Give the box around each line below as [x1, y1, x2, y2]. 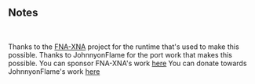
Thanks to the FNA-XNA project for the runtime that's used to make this [8, 42, 239, 51]
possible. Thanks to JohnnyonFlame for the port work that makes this [8, 50, 233, 59]
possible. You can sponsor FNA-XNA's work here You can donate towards [8, 58, 247, 68]
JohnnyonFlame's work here [8, 66, 100, 76]
